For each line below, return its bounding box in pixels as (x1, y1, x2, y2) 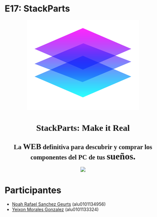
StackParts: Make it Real (36, 123, 130, 133)
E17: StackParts (4, 3, 70, 14)
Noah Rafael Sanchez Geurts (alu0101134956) (11, 201, 106, 207)
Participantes (4, 185, 62, 196)
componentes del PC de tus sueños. (30, 150, 136, 162)
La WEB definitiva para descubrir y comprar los (13, 142, 153, 151)
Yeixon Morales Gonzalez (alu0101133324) (11, 206, 99, 212)
